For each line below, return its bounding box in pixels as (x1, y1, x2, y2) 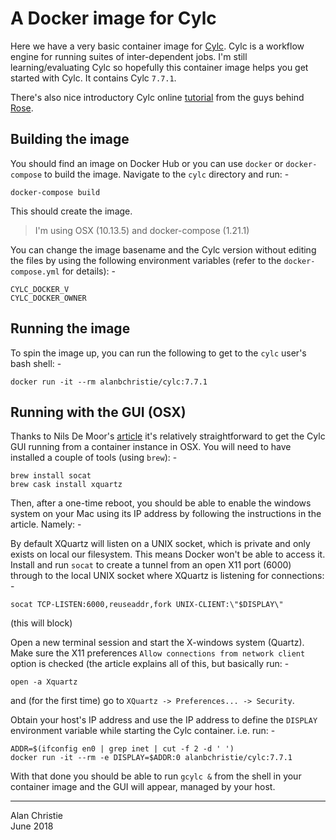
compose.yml (10, 267, 60, 277)
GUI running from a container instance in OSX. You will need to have (10, 441, 292, 453)
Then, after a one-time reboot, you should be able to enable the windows (10, 497, 312, 509)
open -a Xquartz (10, 677, 78, 687)
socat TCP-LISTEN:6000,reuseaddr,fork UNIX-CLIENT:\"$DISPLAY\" (10, 600, 284, 610)
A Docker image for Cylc (10, 7, 217, 30)
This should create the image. (10, 205, 133, 217)
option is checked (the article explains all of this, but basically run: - (10, 658, 290, 670)
